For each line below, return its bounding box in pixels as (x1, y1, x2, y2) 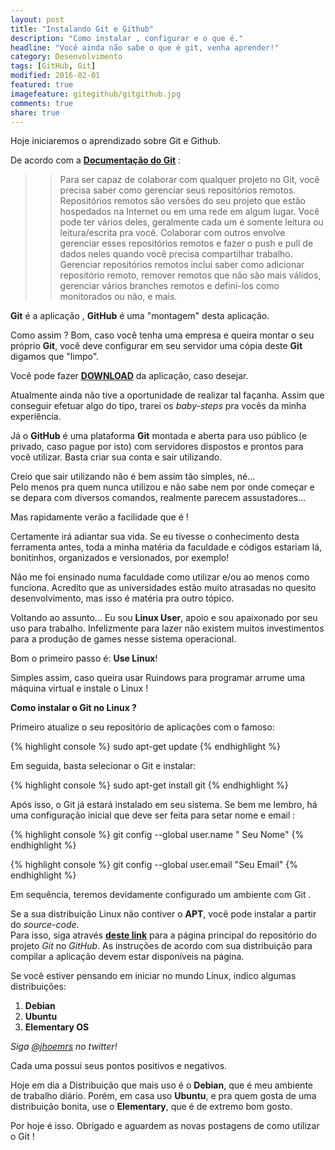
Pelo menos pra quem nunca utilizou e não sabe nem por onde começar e (10, 481, 315, 493)
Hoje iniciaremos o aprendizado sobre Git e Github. (10, 135, 221, 147)
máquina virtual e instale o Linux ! (10, 682, 149, 695)
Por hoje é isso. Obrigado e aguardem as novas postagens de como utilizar (10, 1120, 320, 1132)
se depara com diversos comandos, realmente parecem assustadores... (10, 492, 307, 504)
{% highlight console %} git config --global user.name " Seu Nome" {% (10, 829, 305, 841)
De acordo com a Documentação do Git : (10, 154, 182, 166)
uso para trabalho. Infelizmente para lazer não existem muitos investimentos (10, 622, 325, 635)
